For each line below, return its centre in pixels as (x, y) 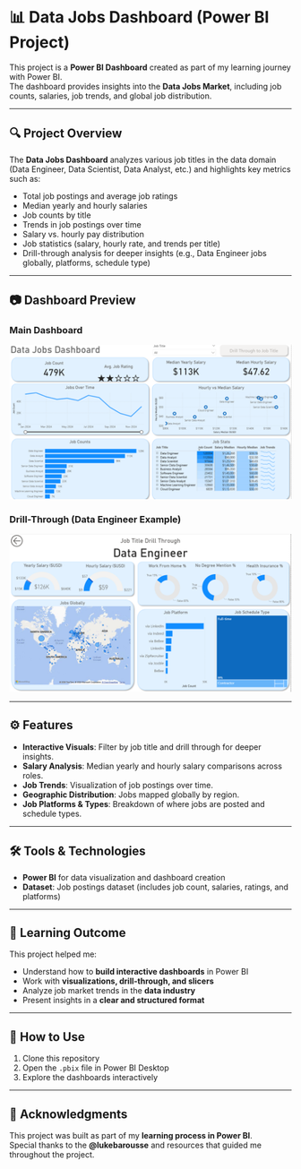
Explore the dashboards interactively (90, 1078)
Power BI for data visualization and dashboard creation (124, 877)
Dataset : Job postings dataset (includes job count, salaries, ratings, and (155, 887)
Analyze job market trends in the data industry (108, 991)
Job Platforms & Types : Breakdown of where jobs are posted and (144, 804)
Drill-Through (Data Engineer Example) (95, 519)
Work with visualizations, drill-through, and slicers (118, 981)
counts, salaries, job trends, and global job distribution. (111, 96)
